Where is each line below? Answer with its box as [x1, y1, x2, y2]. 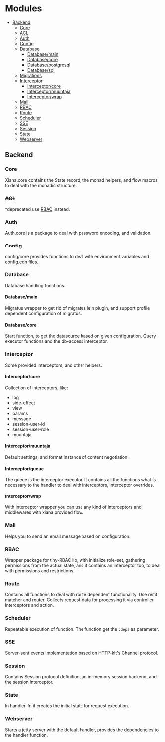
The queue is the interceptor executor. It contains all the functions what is [5, 477, 156, 483]
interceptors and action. [5, 602, 54, 608]
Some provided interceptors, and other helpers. [5, 362, 103, 368]
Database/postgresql [27, 62, 71, 68]
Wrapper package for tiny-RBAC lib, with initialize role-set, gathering [5, 557, 146, 563]
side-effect [12, 400, 36, 406]
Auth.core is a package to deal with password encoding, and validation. [5, 230, 152, 236]
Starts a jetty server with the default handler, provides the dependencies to [5, 727, 159, 733]
